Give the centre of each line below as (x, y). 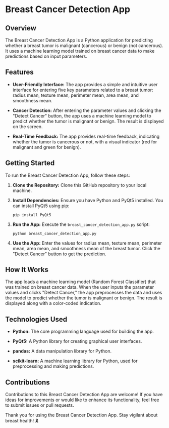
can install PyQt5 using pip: (41, 206)
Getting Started (30, 163)
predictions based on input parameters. (46, 56)
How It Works (27, 270)
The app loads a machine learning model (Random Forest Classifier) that (80, 282)
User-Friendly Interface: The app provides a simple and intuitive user (85, 84)
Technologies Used (36, 319)
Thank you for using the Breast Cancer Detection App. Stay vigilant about (81, 415)
